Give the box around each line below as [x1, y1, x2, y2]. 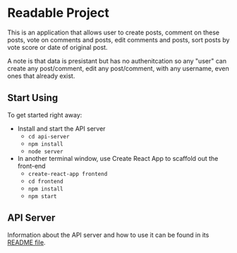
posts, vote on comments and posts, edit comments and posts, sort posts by [7, 35, 230, 44]
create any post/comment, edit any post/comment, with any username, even [7, 64, 229, 72]
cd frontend [28, 178, 63, 185]
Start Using [7, 92, 59, 104]
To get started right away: [7, 110, 83, 119]
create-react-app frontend [28, 170, 108, 177]
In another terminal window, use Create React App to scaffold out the [17, 154, 219, 162]
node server [28, 148, 63, 155]
